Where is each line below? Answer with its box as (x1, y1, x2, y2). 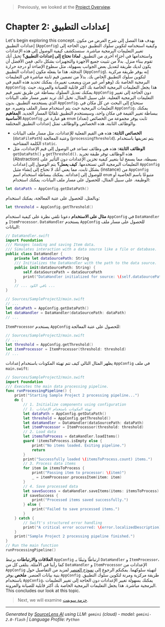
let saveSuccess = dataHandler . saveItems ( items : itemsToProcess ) (23, 489, 160, 493)
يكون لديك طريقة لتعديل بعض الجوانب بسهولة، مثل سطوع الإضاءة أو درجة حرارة (5, 63, 151, 69)
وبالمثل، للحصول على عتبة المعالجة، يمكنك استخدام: (5, 195, 100, 201)
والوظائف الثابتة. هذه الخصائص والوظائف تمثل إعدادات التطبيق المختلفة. (5, 120, 137, 126)
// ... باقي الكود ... (14, 283, 56, 288)
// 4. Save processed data (23, 484, 78, 489)
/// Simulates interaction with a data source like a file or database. (5, 247, 157, 252)
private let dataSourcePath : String (14, 256, 90, 261)
